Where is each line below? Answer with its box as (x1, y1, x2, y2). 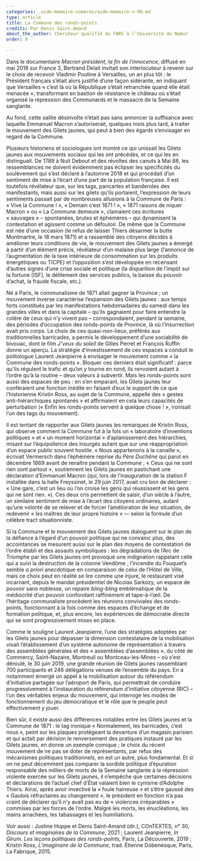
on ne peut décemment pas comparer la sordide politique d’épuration (6, 760, 177, 767)
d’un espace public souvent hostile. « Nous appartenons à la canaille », (6, 447, 181, 453)
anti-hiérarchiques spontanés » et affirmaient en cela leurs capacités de (6, 397, 184, 404)
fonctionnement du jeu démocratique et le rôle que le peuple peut (6, 698, 168, 705)
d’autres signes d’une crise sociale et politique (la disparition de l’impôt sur (6, 265, 190, 272)
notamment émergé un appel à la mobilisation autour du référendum (6, 672, 174, 680)
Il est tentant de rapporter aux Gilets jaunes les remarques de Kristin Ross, (6, 421, 189, 428)
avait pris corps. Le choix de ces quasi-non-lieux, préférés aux (6, 328, 161, 334)
